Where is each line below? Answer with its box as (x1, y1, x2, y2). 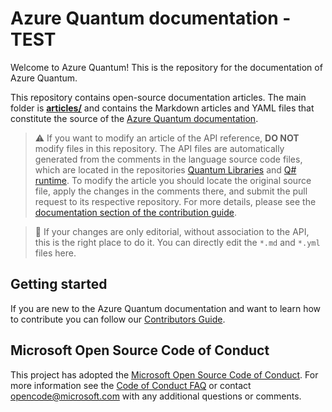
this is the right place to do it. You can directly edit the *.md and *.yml (34, 236, 321, 248)
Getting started (10, 276, 108, 293)
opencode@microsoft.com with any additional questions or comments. (10, 390, 302, 402)
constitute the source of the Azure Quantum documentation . (10, 112, 259, 124)
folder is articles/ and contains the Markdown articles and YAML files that (10, 102, 315, 114)
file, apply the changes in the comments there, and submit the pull (34, 185, 308, 197)
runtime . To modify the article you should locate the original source (34, 174, 312, 186)
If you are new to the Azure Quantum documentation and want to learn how (10, 302, 322, 314)
